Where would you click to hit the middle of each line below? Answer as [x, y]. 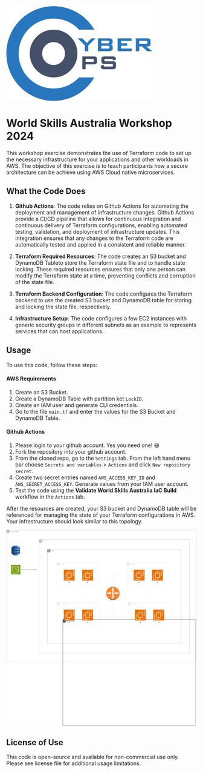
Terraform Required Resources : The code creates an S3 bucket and [100, 256]
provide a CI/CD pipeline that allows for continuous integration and [98, 219]
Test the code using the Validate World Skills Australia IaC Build [96, 490]
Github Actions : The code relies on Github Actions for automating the [102, 206]
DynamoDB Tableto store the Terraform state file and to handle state [100, 262]
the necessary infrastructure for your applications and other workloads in [97, 159]
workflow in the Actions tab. [50, 497]
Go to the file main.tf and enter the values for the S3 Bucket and [95, 411]
